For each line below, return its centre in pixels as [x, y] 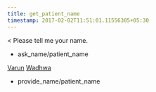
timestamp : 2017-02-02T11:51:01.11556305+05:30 [78, 20]
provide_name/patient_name [59, 81]
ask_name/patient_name [53, 54]
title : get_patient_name [44, 14]
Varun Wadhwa [29, 67]
